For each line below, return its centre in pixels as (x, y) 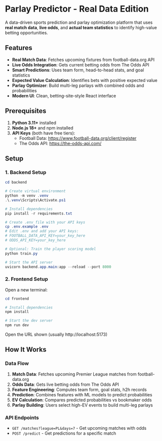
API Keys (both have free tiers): (44, 133)
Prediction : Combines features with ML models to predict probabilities (82, 394)
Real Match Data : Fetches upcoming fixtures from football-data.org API (83, 60)
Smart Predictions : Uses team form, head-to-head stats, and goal (78, 70)
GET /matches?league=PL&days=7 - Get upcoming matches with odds (79, 428)
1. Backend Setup (26, 172)
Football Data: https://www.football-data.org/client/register (78, 138)
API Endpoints (22, 417)
